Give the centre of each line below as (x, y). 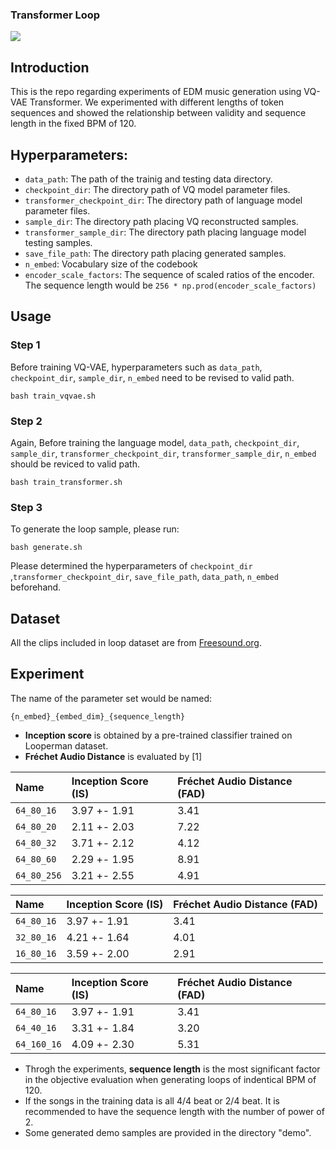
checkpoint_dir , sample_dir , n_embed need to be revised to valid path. (152, 377)
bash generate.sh (46, 548)
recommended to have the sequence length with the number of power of (174, 1111)
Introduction (50, 67)
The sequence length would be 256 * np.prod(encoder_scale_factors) (170, 285)
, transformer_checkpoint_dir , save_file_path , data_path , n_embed (144, 577)
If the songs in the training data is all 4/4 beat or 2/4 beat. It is (152, 1100)
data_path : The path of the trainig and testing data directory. (148, 179)
